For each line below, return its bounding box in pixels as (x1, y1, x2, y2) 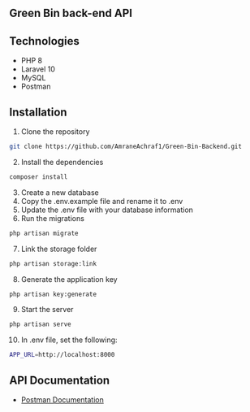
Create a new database (20, 187, 100, 197)
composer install (9, 172, 68, 181)
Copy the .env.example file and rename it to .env (20, 196, 183, 206)
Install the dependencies (20, 157, 104, 167)
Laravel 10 (20, 64, 56, 74)
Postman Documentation (20, 394, 104, 405)
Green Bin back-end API (9, 7, 133, 20)
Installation (9, 105, 67, 119)
